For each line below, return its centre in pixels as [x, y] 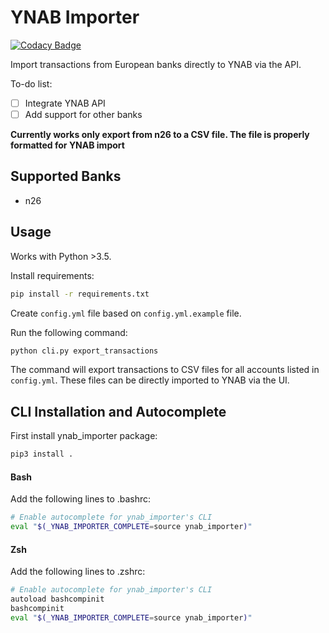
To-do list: [31, 83]
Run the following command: [69, 332]
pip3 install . [42, 454]
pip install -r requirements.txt [80, 294]
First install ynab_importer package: [84, 436]
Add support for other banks [83, 114]
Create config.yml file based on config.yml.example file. [126, 313]
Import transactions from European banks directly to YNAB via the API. [156, 64]
